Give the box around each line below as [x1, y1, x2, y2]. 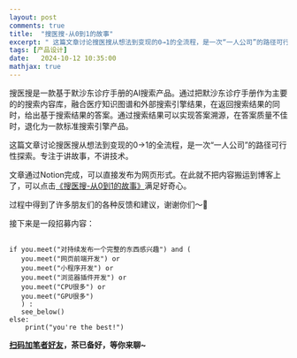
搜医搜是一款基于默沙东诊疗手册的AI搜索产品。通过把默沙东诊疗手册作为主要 [9, 88, 288, 98]
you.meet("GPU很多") [20, 292, 95, 301]
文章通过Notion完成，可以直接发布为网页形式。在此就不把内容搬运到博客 [9, 169, 274, 179]
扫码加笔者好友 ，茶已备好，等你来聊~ [9, 339, 147, 350]
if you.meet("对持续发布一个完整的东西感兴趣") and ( [9, 245, 192, 254]
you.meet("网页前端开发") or [20, 254, 121, 263]
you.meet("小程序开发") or [20, 263, 114, 272]
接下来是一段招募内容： [9, 217, 95, 228]
